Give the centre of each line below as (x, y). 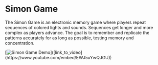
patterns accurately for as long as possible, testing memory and (69, 38)
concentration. (20, 43)
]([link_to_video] (66, 52)
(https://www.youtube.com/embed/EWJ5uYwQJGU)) (58, 57)
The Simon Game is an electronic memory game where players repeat (76, 22)
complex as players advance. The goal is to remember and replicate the (77, 32)
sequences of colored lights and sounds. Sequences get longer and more (79, 27)
